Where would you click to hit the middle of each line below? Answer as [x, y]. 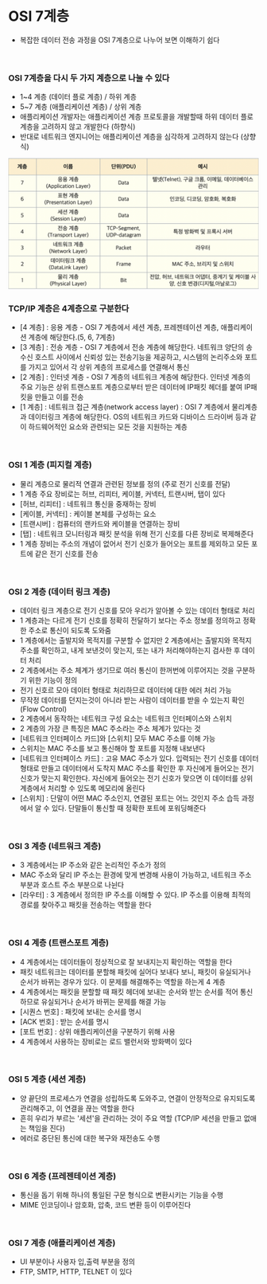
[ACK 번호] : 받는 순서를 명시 [64, 1021]
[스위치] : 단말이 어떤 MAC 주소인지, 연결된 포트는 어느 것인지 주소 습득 [130, 798]
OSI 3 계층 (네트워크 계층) [55, 846]
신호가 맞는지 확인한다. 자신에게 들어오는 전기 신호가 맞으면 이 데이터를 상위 [136, 778]
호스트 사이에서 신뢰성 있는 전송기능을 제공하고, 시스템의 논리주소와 [139, 357]
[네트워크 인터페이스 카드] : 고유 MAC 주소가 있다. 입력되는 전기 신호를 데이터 [139, 758]
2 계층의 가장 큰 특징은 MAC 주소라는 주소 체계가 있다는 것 [110, 728]
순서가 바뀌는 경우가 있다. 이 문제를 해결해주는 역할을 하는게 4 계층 [122, 981]
